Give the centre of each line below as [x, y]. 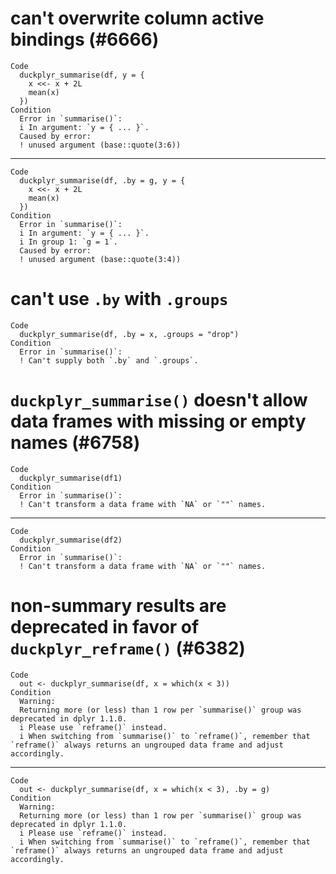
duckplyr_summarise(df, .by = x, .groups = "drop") [129, 334]
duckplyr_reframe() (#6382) [128, 648]
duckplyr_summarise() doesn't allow [159, 400]
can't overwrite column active [137, 18]
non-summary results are [118, 606]
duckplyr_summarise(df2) [71, 540]
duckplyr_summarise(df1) [71, 478]
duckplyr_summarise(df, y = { [82, 75]
